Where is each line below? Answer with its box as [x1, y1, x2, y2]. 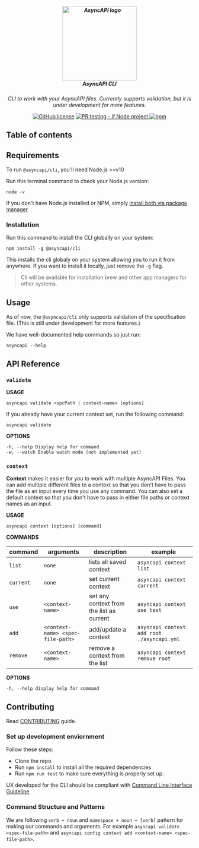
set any [88, 592, 110, 601]
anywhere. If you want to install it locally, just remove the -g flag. [6, 262, 164, 269]
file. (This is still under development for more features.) [6, 319, 141, 327]
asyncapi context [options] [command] [6, 523, 102, 529]
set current [88, 575, 120, 583]
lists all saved [88, 558, 126, 566]
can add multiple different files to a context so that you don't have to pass [6, 481, 187, 488]
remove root [137, 655, 171, 662]
